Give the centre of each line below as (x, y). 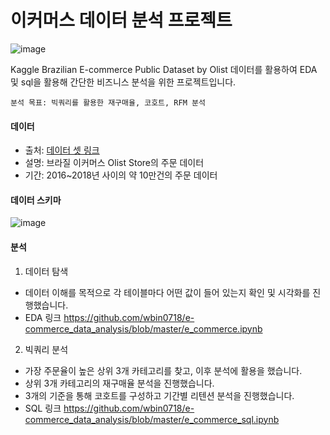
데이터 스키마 (36, 200)
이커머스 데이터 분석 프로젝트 (121, 20)
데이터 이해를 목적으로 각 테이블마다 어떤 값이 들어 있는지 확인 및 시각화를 (167, 292)
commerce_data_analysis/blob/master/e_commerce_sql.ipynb (152, 419)
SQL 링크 (43, 408)
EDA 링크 (43, 317)
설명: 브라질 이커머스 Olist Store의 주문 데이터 (114, 163)
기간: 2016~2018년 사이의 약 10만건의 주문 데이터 (121, 175)
